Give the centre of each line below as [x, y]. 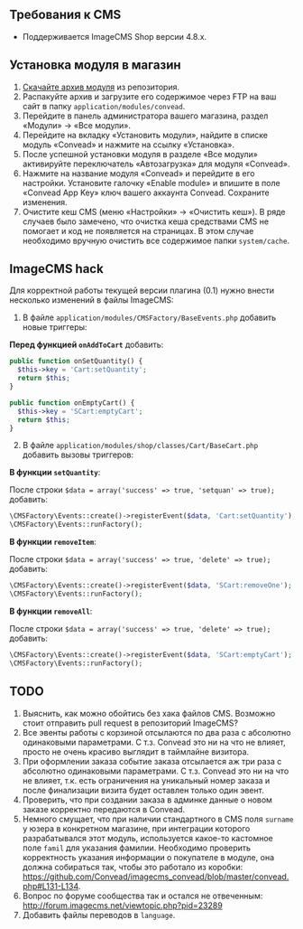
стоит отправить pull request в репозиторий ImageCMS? [130, 723]
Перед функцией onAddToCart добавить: [87, 345]
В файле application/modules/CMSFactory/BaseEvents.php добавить [149, 318]
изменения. [45, 202]
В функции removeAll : [51, 611]
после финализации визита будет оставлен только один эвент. [143, 790]
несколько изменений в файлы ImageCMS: [92, 300]
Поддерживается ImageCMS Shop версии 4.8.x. [115, 36]
